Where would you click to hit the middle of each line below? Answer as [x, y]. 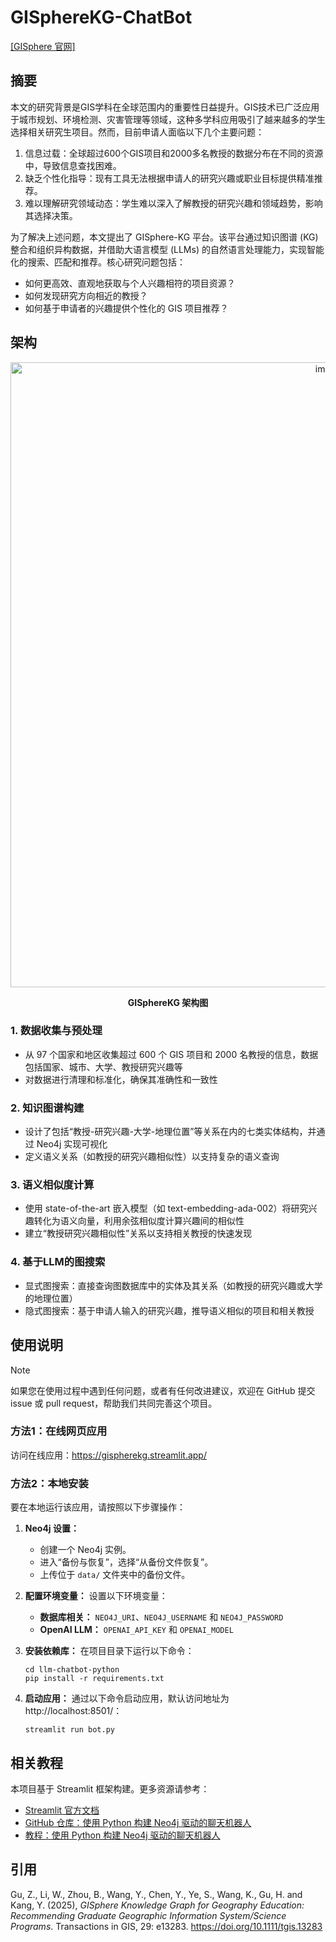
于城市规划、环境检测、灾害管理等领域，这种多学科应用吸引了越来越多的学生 [168, 119]
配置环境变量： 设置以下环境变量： [96, 1596]
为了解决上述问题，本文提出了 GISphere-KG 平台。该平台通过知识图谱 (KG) [164, 237]
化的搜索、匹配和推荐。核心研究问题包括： [98, 262]
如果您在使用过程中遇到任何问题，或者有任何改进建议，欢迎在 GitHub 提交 [163, 1390]
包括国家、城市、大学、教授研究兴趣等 [103, 1067]
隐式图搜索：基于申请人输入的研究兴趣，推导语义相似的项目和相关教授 [169, 1310]
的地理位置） [51, 1298]
